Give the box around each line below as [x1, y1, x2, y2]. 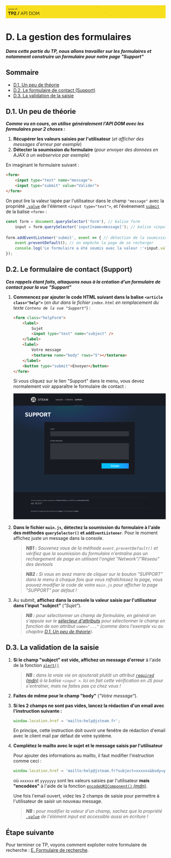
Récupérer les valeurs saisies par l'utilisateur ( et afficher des [13, 136, 144, 142]
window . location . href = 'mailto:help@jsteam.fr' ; [13, 718, 121, 723]
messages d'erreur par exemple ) [13, 141, 82, 147]
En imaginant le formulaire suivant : [6, 162, 80, 168]
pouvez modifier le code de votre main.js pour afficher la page [25, 581, 158, 588]
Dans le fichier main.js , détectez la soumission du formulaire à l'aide [13, 524, 160, 530]
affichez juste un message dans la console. [13, 535, 104, 541]
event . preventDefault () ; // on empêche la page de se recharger [15, 240, 154, 246]
